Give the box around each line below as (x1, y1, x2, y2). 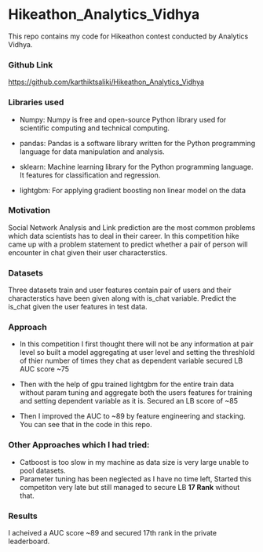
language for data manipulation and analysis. (19, 147, 165, 156)
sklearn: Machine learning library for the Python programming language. (19, 162, 254, 171)
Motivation (8, 205, 51, 216)
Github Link (8, 59, 53, 70)
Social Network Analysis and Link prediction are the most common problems (8, 222, 256, 232)
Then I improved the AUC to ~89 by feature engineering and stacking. (19, 411, 246, 421)
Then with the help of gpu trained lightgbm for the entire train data (19, 379, 234, 389)
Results (8, 510, 38, 521)
